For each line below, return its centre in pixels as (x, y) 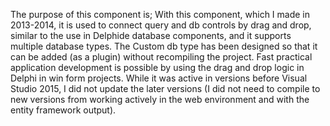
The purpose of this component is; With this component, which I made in (160, 14)
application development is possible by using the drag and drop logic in (157, 67)
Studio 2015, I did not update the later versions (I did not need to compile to (165, 88)
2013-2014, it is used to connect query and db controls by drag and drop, (161, 25)
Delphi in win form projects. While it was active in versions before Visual (159, 78)
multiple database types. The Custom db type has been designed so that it (164, 46)
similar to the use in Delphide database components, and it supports (151, 35)
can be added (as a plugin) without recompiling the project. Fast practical (161, 57)
